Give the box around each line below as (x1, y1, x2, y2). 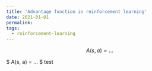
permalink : (6, 20, 33, 25)
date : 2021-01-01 (6, 14, 49, 20)
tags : (6, 25, 20, 31)
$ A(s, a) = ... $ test (6, 59, 53, 66)
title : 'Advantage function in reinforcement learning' (6, 8, 147, 15)
